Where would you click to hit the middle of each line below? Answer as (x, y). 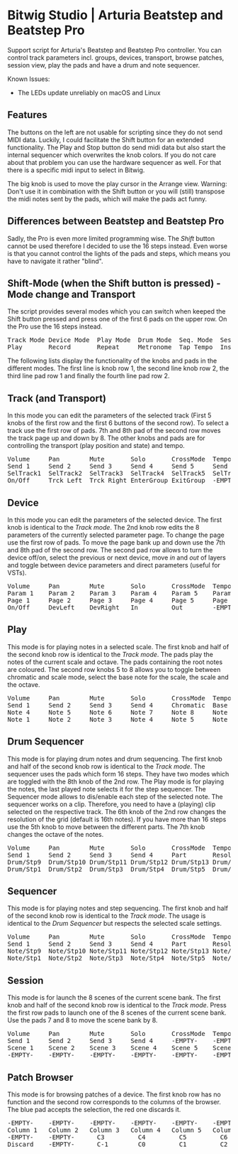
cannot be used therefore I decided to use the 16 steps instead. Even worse (118, 246)
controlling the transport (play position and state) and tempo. (96, 446)
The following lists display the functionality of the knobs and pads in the (112, 361)
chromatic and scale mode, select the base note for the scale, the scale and (118, 677)
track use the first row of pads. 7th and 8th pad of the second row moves (114, 431)
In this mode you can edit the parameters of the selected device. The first (114, 520)
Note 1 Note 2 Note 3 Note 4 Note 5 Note (118, 719)
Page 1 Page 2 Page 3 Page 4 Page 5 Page (118, 600)
